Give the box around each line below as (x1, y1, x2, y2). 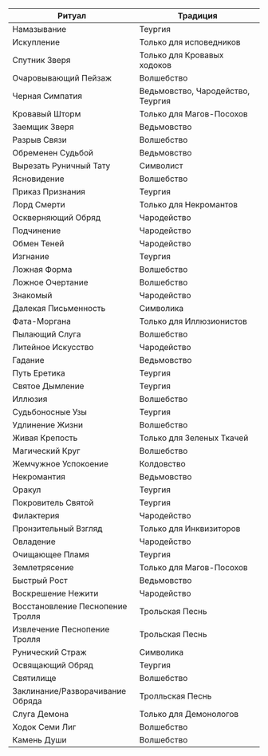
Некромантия (12, 471, 66, 482)
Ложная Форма (12, 264, 73, 274)
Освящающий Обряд (12, 660, 93, 671)
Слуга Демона (12, 709, 69, 719)
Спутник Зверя (12, 55, 71, 65)
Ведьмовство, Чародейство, (139, 85, 250, 96)
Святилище (12, 673, 57, 683)
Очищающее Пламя (12, 549, 90, 560)
